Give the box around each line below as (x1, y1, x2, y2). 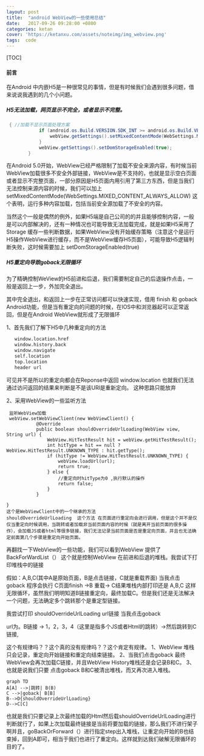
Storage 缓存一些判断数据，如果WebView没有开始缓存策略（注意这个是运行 (6, 228, 195, 235)
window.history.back (14, 342, 67, 348)
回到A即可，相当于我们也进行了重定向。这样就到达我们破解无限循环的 (22, 735, 196, 743)
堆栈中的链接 (11, 561, 44, 568)
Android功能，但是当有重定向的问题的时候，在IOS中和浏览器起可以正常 (6, 303, 184, 311)
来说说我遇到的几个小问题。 (6, 91, 76, 98)
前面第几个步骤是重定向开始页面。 (10, 534, 84, 540)
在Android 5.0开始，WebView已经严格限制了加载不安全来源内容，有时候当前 (6, 162, 197, 169)
